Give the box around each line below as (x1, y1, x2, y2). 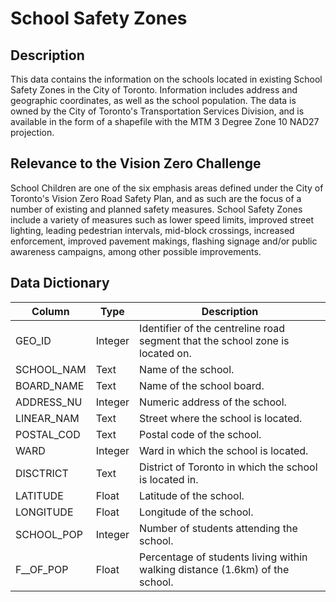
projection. (10, 127, 55, 138)
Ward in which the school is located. (139, 443, 309, 457)
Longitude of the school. (139, 505, 254, 519)
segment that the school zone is (139, 333, 290, 347)
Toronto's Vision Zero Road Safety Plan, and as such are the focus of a (10, 192, 302, 204)
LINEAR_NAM (15, 411, 80, 425)
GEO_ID (15, 333, 52, 347)
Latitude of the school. (139, 488, 245, 502)
